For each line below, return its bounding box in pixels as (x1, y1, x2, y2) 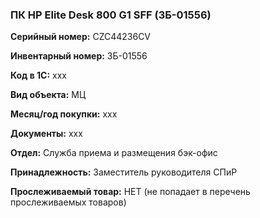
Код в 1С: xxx (10, 69, 67, 82)
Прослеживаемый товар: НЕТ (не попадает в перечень (10, 186, 251, 198)
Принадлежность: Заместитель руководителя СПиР (10, 166, 238, 178)
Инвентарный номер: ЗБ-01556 (10, 50, 148, 62)
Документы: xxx (10, 128, 83, 140)
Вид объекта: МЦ (10, 89, 87, 101)
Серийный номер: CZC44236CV (10, 31, 152, 43)
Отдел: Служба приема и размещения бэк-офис (10, 147, 218, 159)
